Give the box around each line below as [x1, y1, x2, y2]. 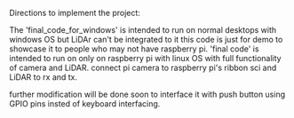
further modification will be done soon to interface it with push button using [9, 89, 286, 99]
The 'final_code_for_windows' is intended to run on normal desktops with [9, 25, 277, 35]
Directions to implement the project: [9, 8, 140, 18]
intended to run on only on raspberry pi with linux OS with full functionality [9, 53, 282, 63]
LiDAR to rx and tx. [9, 72, 78, 83]
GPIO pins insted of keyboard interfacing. [9, 98, 161, 109]
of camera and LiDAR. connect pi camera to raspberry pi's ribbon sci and [9, 62, 277, 73]
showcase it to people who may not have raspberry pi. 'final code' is [9, 43, 259, 54]
